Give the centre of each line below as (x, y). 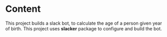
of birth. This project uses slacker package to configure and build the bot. (83, 28)
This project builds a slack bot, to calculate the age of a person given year (84, 23)
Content (23, 9)
